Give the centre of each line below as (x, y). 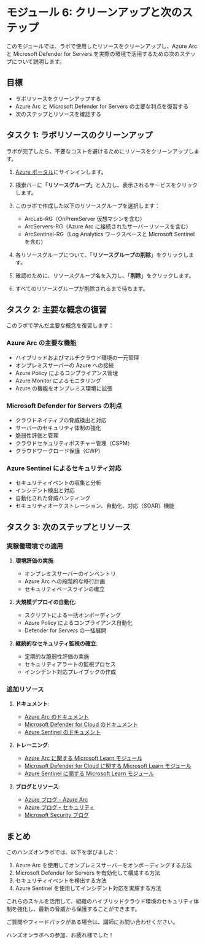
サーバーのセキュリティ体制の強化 (58, 428)
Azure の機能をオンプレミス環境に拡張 (64, 388)
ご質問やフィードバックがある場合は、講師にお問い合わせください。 (92, 922)
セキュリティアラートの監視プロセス (70, 664)
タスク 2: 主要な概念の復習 (57, 310)
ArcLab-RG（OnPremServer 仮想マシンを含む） (85, 219)
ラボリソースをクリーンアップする (58, 98)
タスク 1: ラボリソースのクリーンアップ (79, 135)
